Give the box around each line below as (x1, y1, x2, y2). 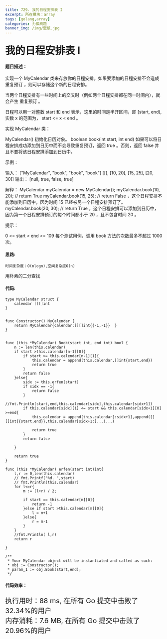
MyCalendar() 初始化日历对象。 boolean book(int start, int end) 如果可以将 (5, 136, 158, 142)
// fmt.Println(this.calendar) (14, 480, 79, 485)
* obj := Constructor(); (7, 562, 59, 568)
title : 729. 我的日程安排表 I (5, 7, 63, 12)
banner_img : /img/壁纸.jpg (5, 26, 60, 31)
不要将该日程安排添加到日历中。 (9, 149, 75, 155)
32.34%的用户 (5, 606, 52, 615)
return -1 (31, 502, 52, 507)
